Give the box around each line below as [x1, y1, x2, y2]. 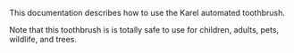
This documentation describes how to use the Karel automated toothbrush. [9, 8, 286, 18]
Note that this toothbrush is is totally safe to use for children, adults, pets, [9, 25, 280, 34]
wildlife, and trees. [9, 34, 78, 44]
